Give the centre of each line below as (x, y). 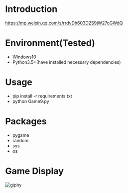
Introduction (31, 9)
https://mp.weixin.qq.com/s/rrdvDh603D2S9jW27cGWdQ (64, 23)
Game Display (34, 171)
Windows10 (24, 57)
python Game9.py (31, 101)
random (20, 140)
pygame (21, 135)
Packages (26, 121)
